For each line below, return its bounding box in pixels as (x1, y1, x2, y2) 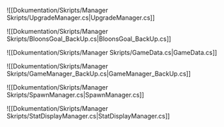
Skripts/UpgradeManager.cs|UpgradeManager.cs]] (6, 13, 155, 22)
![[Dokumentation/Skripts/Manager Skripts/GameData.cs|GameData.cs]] (6, 49, 218, 56)
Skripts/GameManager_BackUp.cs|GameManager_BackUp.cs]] (6, 70, 191, 78)
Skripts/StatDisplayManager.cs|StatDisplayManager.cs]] (6, 112, 170, 120)
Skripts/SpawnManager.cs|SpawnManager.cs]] (6, 91, 144, 99)
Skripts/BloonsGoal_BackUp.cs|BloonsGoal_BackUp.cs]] (6, 35, 172, 43)
